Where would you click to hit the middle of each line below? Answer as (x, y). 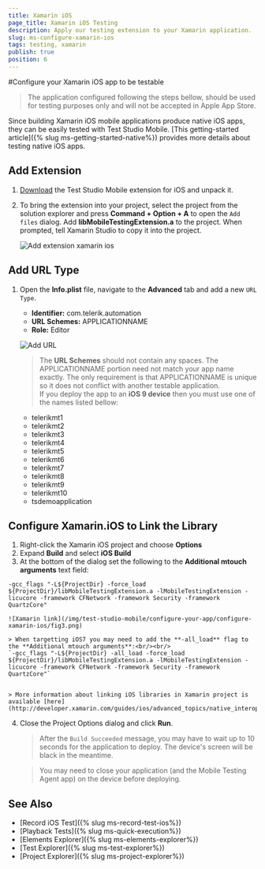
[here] (54, 702)
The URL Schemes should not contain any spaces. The (129, 360)
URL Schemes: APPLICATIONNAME (90, 321)
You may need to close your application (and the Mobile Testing (143, 770)
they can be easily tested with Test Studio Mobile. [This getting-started (123, 129)
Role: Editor (50, 330)
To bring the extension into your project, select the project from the (129, 205)
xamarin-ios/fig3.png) (45, 626)
